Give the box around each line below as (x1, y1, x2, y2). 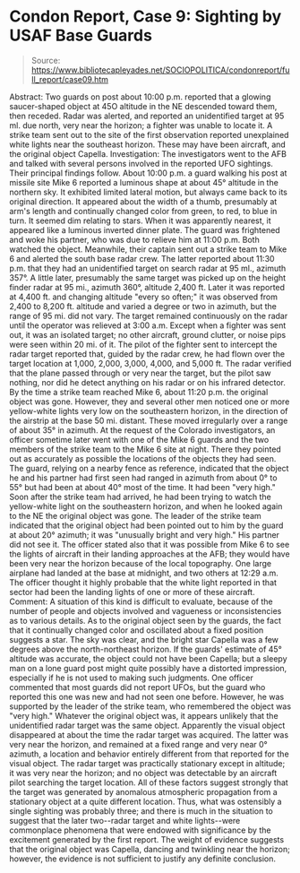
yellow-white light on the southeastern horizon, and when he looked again (9, 500, 283, 512)
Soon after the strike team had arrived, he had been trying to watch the (9, 491, 271, 502)
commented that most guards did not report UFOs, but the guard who (9, 681, 266, 692)
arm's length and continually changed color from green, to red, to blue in (9, 205, 278, 216)
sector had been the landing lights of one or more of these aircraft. (9, 586, 255, 597)
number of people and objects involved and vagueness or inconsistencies (9, 605, 282, 616)
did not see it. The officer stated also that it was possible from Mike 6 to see (9, 539, 290, 549)
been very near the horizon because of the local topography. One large (9, 558, 271, 568)
